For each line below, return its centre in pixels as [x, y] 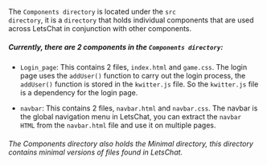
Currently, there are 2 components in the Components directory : [116, 46]
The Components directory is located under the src [92, 12]
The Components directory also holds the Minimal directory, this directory [131, 143]
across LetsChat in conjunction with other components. [100, 28]
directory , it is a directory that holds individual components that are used [131, 20]
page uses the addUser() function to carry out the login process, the [133, 75]
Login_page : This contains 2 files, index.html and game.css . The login [133, 66]
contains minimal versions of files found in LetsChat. [96, 152]
